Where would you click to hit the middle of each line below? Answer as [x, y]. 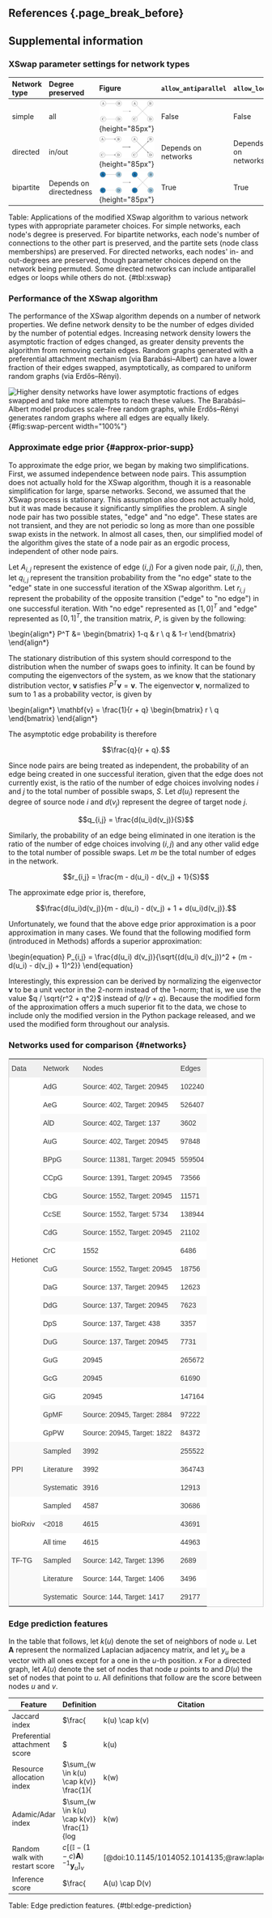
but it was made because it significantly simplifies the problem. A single [128, 508]
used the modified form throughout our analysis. [89, 1024]
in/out [58, 152]
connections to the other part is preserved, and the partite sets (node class [134, 243]
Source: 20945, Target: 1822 [127, 1432]
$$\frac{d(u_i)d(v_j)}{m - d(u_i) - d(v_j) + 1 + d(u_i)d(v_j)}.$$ [136, 908]
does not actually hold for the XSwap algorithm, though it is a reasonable [130, 482]
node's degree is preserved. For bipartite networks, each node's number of [134, 235]
